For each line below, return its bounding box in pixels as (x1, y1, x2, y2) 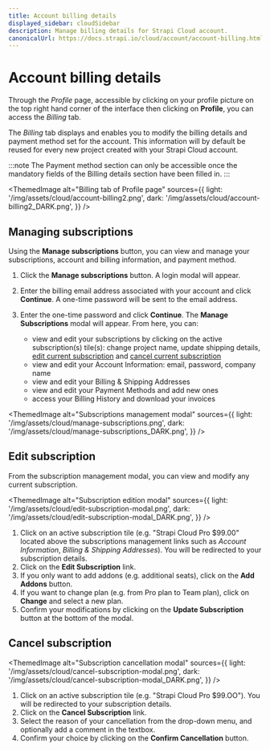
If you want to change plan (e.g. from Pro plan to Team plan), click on (19, 587, 250, 597)
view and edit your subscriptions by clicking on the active (31, 334, 223, 344)
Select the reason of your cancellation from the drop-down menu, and (19, 716, 252, 725)
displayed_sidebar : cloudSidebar (8, 19, 121, 27)
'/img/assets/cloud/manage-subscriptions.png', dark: (8, 418, 185, 427)
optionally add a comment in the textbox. (19, 724, 156, 734)
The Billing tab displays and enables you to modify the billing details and (8, 128, 247, 137)
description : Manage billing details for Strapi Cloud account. (8, 27, 228, 35)
